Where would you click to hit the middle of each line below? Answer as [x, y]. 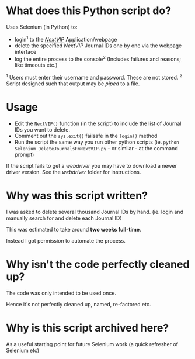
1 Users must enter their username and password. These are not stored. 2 [94, 77]
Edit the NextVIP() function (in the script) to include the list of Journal [98, 123]
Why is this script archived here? [88, 328]
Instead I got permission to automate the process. [66, 240]
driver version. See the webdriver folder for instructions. [74, 172]
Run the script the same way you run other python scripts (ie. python [97, 142]
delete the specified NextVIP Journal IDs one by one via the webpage [98, 46]
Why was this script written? [77, 196]
